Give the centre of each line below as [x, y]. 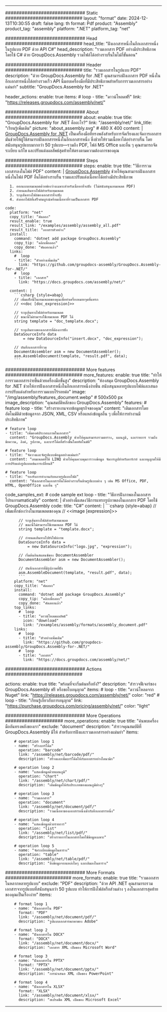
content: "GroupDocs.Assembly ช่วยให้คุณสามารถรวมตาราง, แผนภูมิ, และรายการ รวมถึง [83, 438]
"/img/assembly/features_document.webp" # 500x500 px [64, 397]
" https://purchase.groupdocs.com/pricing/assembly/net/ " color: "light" [78, 706]
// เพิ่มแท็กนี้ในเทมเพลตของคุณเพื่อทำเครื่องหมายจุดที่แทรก [56, 299]
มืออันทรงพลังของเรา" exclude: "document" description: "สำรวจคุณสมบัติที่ [73, 726]
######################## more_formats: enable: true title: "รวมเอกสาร [82, 878]
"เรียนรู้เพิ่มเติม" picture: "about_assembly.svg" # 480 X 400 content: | [74, 128]
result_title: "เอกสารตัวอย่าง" [38, 230]
